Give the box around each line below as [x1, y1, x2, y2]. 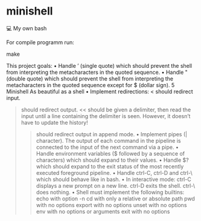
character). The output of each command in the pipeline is [36, 137, 181, 144]
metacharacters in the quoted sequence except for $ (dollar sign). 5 [6, 81, 175, 88]
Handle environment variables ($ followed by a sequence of [36, 150, 185, 157]
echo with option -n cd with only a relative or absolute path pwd [36, 195, 195, 202]
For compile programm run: [6, 38, 74, 46]
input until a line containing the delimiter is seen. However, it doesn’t [21, 112, 191, 119]
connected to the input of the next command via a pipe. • [36, 143, 179, 151]
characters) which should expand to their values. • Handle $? [36, 156, 189, 163]
